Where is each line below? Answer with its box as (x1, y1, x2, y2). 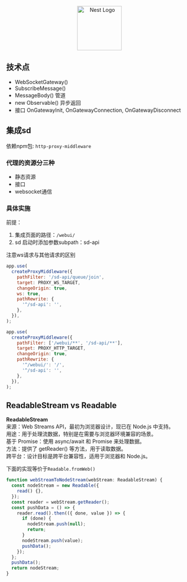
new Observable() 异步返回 (14, 99, 81, 106)
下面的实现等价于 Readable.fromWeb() (6, 465, 96, 472)
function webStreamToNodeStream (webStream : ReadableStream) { (6, 477, 163, 483)
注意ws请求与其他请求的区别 (6, 252, 76, 259)
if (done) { (21, 516, 51, 522)
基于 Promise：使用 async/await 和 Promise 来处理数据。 (6, 438, 145, 445)
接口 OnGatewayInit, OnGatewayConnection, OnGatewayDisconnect (14, 107, 182, 114)
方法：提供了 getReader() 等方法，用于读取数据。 (6, 445, 127, 452)
